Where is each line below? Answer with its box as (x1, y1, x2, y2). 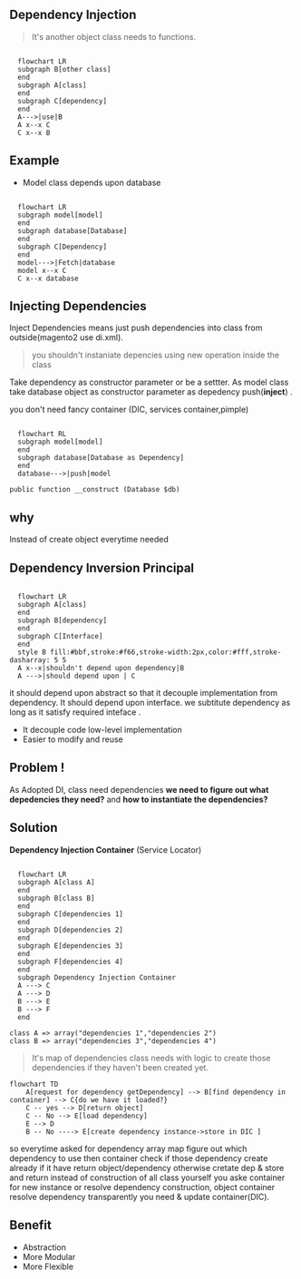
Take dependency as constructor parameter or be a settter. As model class (9, 376, 289, 388)
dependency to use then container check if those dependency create (9, 1152, 268, 1164)
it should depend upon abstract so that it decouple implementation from (9, 688, 278, 698)
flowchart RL (17, 430, 67, 439)
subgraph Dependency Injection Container (17, 972, 177, 982)
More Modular (22, 1251, 76, 1262)
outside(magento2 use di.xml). (9, 332, 124, 343)
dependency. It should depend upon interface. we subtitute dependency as (9, 698, 291, 708)
